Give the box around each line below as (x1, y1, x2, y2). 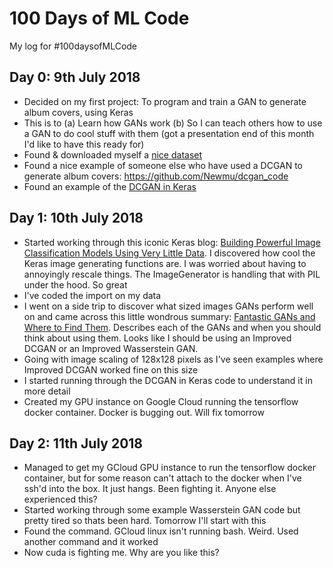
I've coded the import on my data (23, 289, 162, 301)
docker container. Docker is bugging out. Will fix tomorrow (23, 406, 265, 418)
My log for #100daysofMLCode (9, 40, 138, 52)
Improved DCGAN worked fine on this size (23, 363, 199, 376)
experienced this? (23, 493, 98, 506)
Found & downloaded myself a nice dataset (23, 148, 203, 161)
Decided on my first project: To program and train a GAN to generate (23, 95, 307, 107)
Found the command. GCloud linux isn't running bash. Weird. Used (23, 525, 299, 537)
